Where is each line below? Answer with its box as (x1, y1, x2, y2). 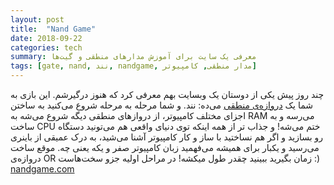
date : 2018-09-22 (10, 33, 83, 43)
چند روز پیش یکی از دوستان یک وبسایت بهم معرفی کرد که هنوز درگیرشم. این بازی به (10, 89, 325, 100)
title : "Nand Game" (10, 24, 97, 34)
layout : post (10, 14, 65, 25)
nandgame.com (10, 163, 75, 175)
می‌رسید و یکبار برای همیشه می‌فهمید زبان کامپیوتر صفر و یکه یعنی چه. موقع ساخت (10, 142, 320, 153)
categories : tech (10, 42, 83, 53)
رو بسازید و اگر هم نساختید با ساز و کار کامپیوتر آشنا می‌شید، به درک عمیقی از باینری (10, 131, 324, 143)
